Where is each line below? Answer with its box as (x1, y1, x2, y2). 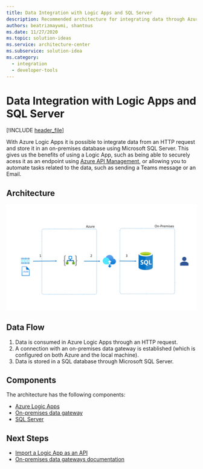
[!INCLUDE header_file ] (6, 127, 65, 134)
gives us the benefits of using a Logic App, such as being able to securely (6, 151, 190, 158)
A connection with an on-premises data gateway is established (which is (14, 344, 196, 352)
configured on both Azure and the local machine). (14, 351, 139, 358)
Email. (6, 170, 22, 178)
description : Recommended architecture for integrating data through (6, 16, 185, 22)
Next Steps (6, 433, 49, 444)
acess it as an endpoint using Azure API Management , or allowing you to (6, 158, 187, 165)
